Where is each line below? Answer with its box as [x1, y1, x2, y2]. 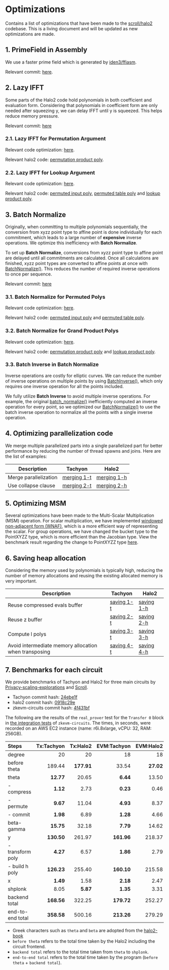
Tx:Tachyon [36, 743, 65, 750]
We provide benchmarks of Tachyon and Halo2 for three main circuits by [5, 679, 156, 685]
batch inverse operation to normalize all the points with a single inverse [5, 409, 153, 415]
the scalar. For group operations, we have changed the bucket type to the [5, 528, 157, 534]
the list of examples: [5, 453, 47, 459]
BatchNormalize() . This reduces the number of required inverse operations [5, 265, 160, 272]
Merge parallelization [8, 473, 58, 480]
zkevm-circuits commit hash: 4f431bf [12, 705, 90, 711]
